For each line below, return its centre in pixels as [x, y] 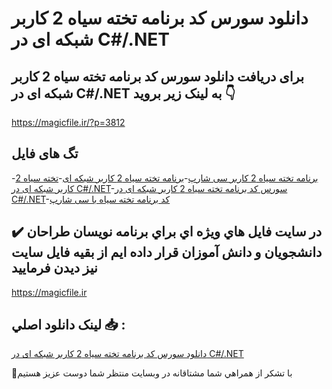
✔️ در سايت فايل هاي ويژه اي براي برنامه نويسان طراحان [167, 232]
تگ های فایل [45, 153]
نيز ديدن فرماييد [54, 268]
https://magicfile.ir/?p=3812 [68, 122]
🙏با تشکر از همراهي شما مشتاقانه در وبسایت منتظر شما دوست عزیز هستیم [152, 373]
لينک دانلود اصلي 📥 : [68, 325]
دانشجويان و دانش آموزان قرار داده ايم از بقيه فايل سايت [167, 252]
